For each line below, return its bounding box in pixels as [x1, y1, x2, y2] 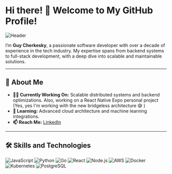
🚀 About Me [5, 78, 44, 87]
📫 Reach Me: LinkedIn [12, 119, 61, 125]
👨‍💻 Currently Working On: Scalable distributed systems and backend [12, 91, 160, 97]
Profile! [5, 15, 37, 27]
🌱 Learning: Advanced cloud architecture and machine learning [12, 108, 147, 114]
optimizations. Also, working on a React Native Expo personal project [12, 97, 159, 103]
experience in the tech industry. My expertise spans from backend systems [5, 47, 164, 54]
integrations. [12, 113, 39, 119]
